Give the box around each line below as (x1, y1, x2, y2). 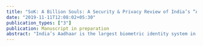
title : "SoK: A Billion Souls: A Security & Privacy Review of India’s (6, 8, 190, 15)
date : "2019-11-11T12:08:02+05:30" (6, 14, 96, 20)
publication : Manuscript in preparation (6, 25, 110, 32)
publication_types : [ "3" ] (6, 20, 71, 26)
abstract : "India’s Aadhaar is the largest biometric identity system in (6, 31, 196, 37)
